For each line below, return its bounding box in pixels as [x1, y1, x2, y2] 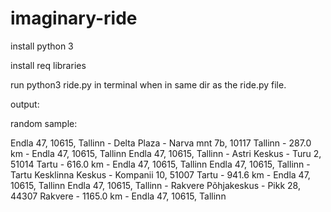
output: [10, 98, 40, 110]
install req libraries [10, 59, 87, 71]
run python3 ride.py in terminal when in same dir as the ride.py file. [10, 78, 287, 91]
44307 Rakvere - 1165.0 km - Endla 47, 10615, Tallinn [10, 190, 227, 202]
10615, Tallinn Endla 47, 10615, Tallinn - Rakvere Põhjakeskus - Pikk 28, [10, 179, 301, 191]
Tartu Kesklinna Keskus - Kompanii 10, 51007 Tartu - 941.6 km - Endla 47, [10, 168, 311, 181]
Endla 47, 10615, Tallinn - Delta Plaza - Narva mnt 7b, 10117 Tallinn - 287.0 [10, 137, 312, 149]
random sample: [10, 117, 78, 129]
